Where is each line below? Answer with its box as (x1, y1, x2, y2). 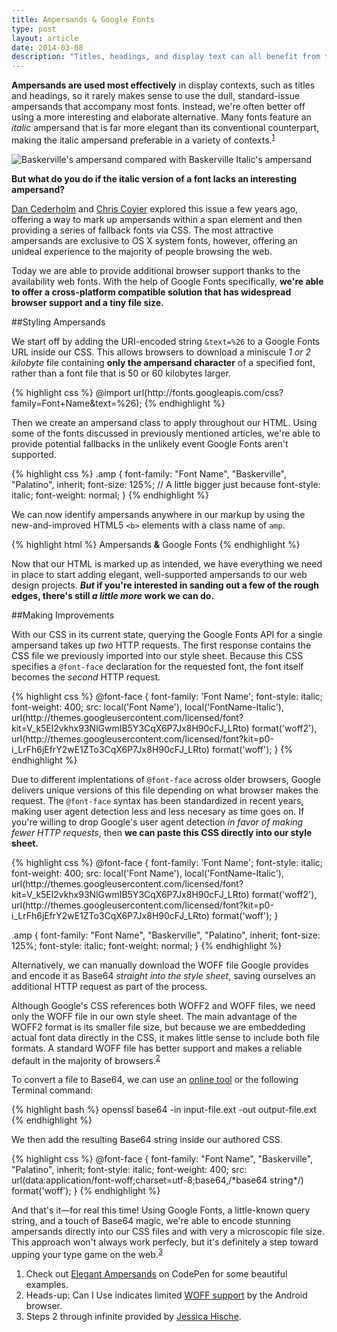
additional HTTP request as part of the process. (11, 980, 208, 992)
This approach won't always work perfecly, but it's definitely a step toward (11, 1236, 319, 1248)
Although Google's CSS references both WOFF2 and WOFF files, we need (11, 999, 316, 1011)
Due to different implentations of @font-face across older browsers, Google (11, 773, 321, 785)
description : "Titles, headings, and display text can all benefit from (11, 52, 321, 62)
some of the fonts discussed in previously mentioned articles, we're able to (11, 427, 321, 439)
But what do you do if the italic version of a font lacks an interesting (11, 172, 298, 185)
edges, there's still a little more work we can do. (11, 589, 215, 601)
